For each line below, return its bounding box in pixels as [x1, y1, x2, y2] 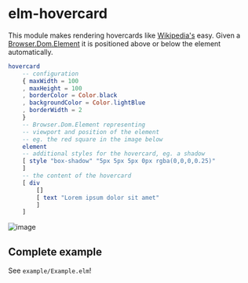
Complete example [8, 245, 103, 259]
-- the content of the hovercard [22, 172, 132, 180]
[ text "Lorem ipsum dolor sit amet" [36, 194, 159, 201]
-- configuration [22, 70, 79, 78]
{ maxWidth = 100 [22, 77, 79, 85]
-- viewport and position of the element [22, 128, 159, 136]
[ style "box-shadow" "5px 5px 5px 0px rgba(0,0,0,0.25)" [22, 158, 216, 165]
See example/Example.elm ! [8, 266, 92, 275]
